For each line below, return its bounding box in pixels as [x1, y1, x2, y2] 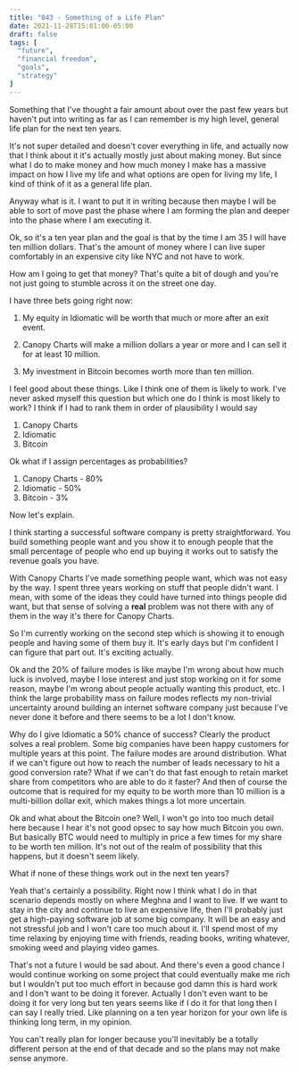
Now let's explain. [9, 509, 75, 520]
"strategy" [17, 71, 58, 80]
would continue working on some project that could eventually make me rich [9, 968, 290, 979]
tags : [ [9, 38, 38, 47]
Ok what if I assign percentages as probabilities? [9, 456, 188, 466]
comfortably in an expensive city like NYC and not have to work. [9, 251, 245, 262]
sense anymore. [9, 1052, 69, 1063]
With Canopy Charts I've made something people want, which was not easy [9, 573, 288, 583]
